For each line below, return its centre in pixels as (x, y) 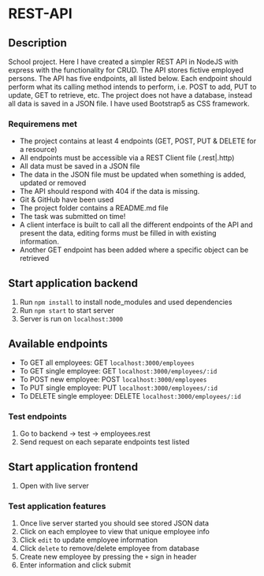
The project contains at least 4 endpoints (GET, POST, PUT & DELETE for (138, 141)
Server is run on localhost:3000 (71, 319)
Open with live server (54, 486)
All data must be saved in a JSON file (80, 166)
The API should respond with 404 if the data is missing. (110, 191)
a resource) (38, 150)
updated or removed (53, 183)
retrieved (34, 258)
